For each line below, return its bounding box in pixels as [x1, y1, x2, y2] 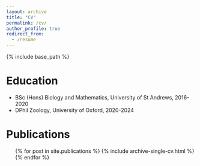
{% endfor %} [14, 153, 50, 161]
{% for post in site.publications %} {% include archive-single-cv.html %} [14, 147, 195, 155]
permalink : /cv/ [6, 20, 47, 26]
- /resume [11, 37, 36, 43]
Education [6, 74, 58, 87]
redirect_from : [6, 31, 44, 37]
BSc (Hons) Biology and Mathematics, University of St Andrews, [14, 93, 174, 101]
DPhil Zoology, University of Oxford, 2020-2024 [14, 106, 134, 114]
